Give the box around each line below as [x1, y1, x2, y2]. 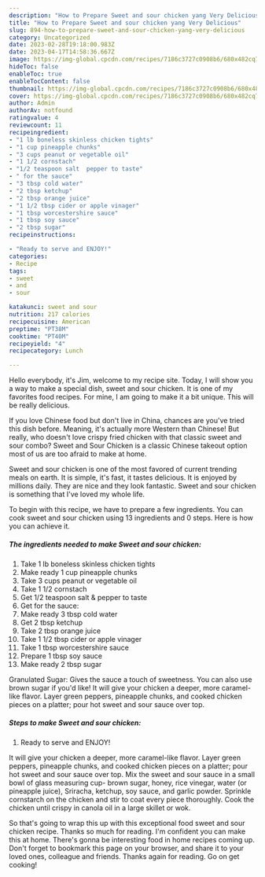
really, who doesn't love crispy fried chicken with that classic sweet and [9, 433, 242, 442]
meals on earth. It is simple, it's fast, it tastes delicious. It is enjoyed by [9, 473, 237, 482]
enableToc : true [9, 70, 62, 78]
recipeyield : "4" [9, 340, 66, 348]
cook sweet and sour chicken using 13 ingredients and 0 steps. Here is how [9, 513, 254, 523]
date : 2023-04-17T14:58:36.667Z [9, 48, 115, 56]
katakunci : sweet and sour [9, 304, 98, 311]
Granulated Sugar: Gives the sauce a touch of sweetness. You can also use [9, 675, 252, 684]
